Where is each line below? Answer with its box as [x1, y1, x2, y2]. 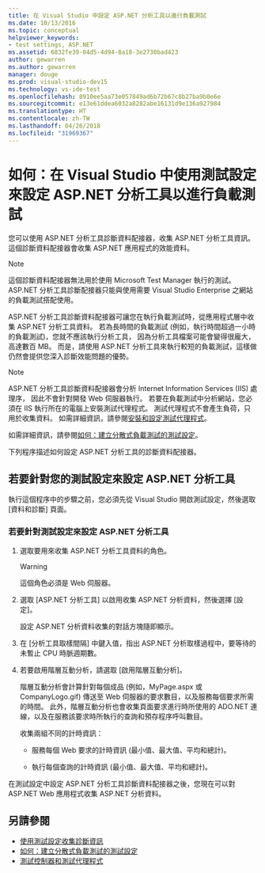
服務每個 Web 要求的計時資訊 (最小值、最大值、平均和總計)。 [31, 745, 231, 754]
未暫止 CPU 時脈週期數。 [19, 648, 101, 658]
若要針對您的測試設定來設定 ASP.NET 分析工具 [8, 472, 236, 485]
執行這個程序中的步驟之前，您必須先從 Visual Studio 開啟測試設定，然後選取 [8, 495, 256, 504]
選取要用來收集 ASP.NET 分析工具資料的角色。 [19, 545, 172, 555]
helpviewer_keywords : [8, 33, 80, 42]
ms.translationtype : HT [8, 108, 87, 116]
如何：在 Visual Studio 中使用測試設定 [8, 165, 257, 184]
